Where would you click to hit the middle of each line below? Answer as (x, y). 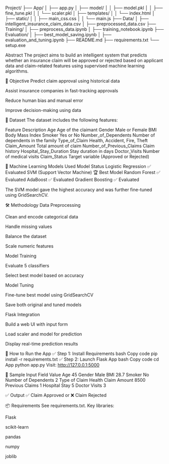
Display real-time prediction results (42, 344)
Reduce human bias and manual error (44, 100)
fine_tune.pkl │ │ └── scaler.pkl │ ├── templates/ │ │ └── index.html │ (80, 13)
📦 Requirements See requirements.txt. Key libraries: (60, 405)
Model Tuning (19, 285)
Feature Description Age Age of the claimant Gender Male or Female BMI (81, 130)
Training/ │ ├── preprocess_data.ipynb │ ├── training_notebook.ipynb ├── (84, 29)
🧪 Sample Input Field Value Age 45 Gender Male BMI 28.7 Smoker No (77, 375)
